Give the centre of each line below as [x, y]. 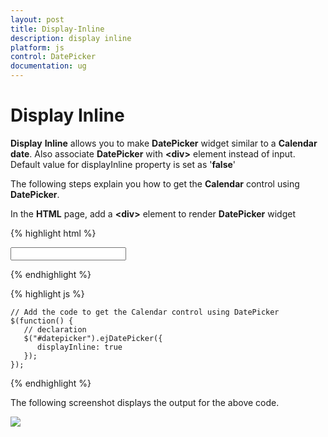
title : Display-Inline [57, 29]
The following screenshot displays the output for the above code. [145, 402]
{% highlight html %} [53, 233]
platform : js [37, 47]
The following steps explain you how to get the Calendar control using [155, 183]
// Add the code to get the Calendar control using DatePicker [145, 312]
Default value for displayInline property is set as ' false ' [123, 164]
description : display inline [71, 38]
